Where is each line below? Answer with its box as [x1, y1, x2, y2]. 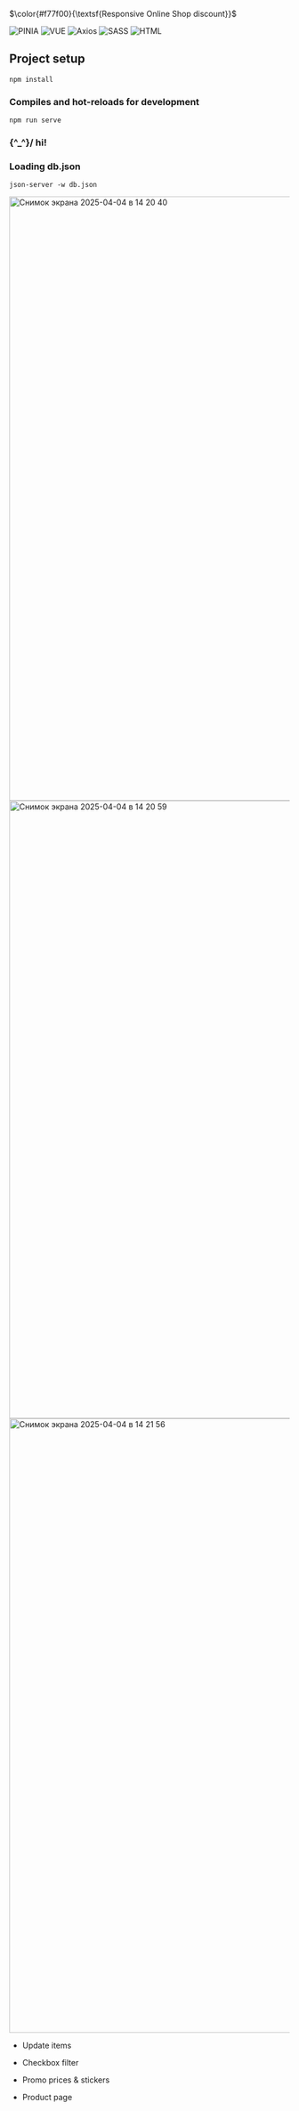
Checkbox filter [21, 2058, 79, 2068]
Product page [21, 2092, 73, 2103]
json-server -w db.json [9, 181, 98, 190]
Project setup [9, 52, 86, 67]
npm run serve [9, 116, 62, 125]
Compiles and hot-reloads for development [9, 95, 200, 108]
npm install [9, 75, 53, 84]
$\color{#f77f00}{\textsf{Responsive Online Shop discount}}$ [9, 9, 238, 19]
